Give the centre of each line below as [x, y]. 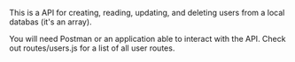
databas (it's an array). [50, 22]
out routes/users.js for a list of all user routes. [92, 48]
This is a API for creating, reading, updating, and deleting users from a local [147, 13]
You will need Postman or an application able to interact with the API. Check [147, 39]
